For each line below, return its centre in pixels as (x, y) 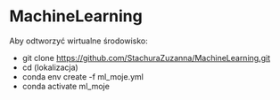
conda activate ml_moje (66, 86)
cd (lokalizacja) (50, 67)
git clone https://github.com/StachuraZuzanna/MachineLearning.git (146, 58)
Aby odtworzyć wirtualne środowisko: (79, 41)
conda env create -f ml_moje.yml (83, 76)
